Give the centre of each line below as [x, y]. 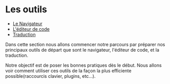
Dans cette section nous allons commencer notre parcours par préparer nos [85, 44]
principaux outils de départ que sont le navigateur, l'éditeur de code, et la [82, 50]
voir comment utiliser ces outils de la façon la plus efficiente [68, 71]
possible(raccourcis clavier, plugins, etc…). [51, 76]
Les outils [26, 9]
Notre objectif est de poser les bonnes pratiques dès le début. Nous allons [83, 65]
